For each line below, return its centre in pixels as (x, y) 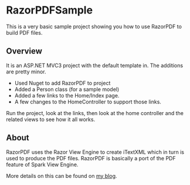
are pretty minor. (26, 72)
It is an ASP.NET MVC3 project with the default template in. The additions (95, 65)
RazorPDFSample (49, 10)
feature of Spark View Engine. (42, 164)
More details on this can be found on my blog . (62, 176)
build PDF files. (24, 32)
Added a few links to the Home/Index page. (67, 95)
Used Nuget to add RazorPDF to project (62, 83)
